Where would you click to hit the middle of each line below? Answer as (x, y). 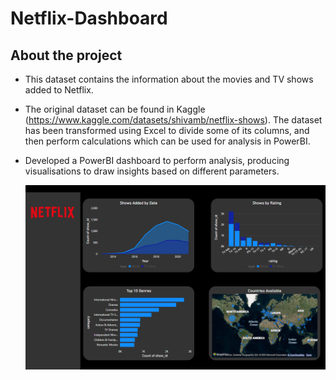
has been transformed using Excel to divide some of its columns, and (167, 130)
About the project (66, 55)
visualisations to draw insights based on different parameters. (152, 171)
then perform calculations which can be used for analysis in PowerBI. (167, 141)
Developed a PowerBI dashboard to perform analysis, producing (157, 160)
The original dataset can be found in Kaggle (115, 109)
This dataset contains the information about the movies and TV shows (169, 79)
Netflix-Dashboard (89, 18)
